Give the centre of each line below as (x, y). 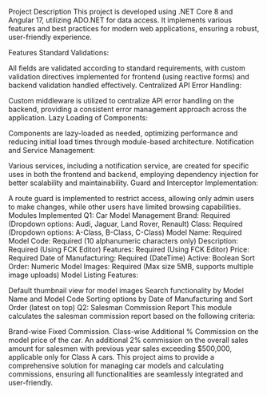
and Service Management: (52, 150)
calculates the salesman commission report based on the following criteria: (132, 316)
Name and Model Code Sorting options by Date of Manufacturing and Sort (131, 299)
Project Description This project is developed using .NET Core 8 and (121, 12)
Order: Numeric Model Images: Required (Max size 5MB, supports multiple (131, 266)
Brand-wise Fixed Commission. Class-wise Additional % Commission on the (133, 331)
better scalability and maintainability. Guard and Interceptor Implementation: (133, 183)
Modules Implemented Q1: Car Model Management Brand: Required (120, 215)
